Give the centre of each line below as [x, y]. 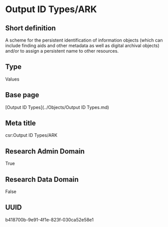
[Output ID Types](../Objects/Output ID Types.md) [57, 107]
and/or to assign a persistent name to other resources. [62, 51]
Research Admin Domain [45, 151]
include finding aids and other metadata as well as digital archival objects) [82, 46]
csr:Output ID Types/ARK [31, 135]
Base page [22, 95]
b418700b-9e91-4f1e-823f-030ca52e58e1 [49, 219]
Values [12, 79]
